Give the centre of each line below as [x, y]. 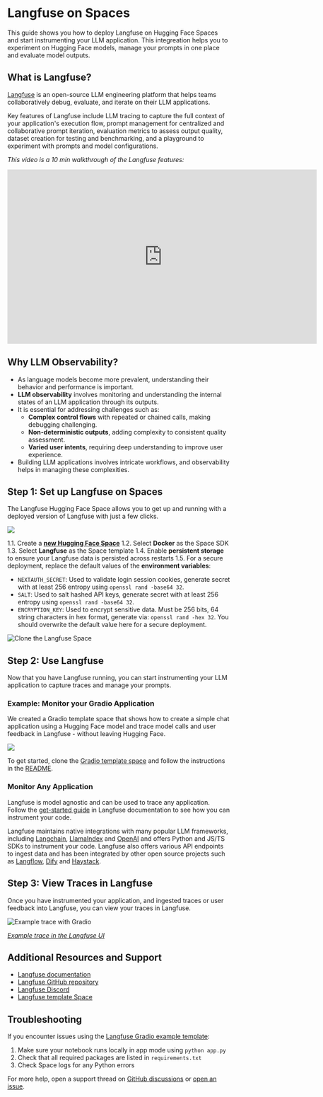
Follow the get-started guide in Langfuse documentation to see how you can [119, 810]
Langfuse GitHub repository [58, 982]
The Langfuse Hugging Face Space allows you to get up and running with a [117, 509]
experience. [46, 454]
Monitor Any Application [50, 787]
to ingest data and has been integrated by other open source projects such [116, 854]
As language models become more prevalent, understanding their [113, 379]
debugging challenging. [63, 424]
